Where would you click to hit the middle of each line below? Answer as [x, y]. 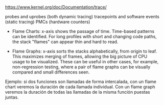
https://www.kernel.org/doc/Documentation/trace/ [56, 7]
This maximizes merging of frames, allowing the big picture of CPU [80, 56]
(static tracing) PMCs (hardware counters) [48, 22]
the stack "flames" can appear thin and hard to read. [65, 42]
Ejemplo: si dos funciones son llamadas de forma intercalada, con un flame [81, 81]
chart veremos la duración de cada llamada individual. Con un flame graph [80, 87]
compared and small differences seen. [51, 72]
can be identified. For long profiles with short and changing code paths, [84, 37]
